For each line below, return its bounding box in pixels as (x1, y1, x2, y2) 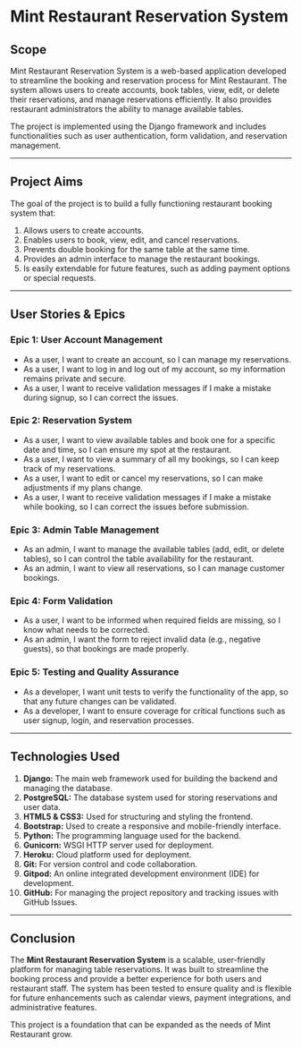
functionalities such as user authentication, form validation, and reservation (10, 131, 288, 141)
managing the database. (22, 782, 113, 793)
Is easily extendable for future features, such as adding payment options (22, 262, 291, 274)
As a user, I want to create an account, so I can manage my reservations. (22, 354, 291, 364)
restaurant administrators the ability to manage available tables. (10, 104, 244, 114)
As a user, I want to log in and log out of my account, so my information (22, 363, 286, 374)
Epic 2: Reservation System (10, 414, 132, 427)
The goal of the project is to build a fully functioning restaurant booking (10, 198, 272, 209)
